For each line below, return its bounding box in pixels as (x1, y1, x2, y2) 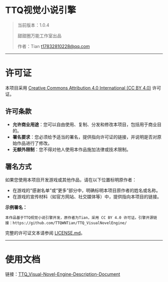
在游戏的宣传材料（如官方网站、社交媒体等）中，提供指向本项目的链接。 (12, 193, 161, 199)
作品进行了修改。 (16, 140, 52, 146)
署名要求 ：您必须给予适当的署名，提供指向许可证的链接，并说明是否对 (12, 133, 157, 140)
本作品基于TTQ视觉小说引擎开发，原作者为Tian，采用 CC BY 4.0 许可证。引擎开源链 (5, 215, 157, 220)
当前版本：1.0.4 (17, 22, 49, 28)
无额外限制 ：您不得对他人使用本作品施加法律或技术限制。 (12, 146, 131, 152)
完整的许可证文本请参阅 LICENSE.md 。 (5, 229, 85, 235)
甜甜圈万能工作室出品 (17, 32, 61, 38)
